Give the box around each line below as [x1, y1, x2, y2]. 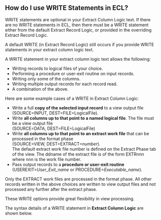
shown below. [5, 210, 33, 216]
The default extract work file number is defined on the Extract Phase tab [12, 146, 156, 152]
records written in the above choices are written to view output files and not [5, 181, 156, 187]
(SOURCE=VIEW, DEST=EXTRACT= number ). [12, 141, 101, 147]
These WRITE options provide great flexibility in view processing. [5, 196, 135, 202]
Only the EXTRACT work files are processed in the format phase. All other [5, 176, 152, 182]
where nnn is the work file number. [12, 156, 82, 162]
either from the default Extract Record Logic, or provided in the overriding [5, 27, 152, 33]
